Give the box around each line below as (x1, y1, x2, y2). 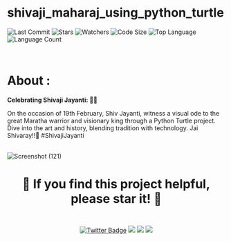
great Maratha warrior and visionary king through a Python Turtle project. (7, 116, 216, 125)
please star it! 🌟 (70, 191, 163, 207)
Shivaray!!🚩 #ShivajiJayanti (7, 131, 84, 139)
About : (7, 73, 50, 89)
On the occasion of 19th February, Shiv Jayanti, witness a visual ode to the (7, 109, 220, 117)
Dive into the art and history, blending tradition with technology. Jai (7, 123, 198, 132)
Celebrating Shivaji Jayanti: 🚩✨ (7, 96, 98, 104)
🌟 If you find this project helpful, (21, 177, 211, 192)
